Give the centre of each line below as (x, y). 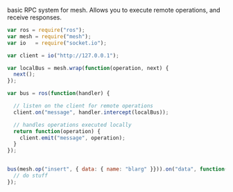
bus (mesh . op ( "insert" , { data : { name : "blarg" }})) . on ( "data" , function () (119, 169)
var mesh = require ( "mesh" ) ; (49, 36)
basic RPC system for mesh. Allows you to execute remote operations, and (114, 10)
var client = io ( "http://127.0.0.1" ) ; (63, 55)
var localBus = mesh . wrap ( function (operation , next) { (88, 68)
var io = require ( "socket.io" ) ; (57, 43)
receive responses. (35, 17)
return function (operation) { (57, 131)
